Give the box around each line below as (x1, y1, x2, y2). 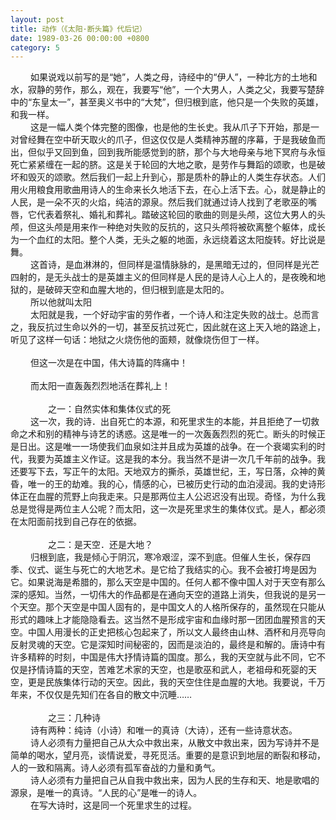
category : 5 (10, 42, 60, 53)
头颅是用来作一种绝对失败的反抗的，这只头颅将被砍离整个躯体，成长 (44, 221, 326, 233)
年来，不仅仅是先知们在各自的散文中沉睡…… (10, 689, 193, 701)
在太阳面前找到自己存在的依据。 (10, 516, 142, 528)
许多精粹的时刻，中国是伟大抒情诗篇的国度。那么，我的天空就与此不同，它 (10, 651, 317, 663)
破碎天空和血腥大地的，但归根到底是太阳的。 (44, 284, 230, 296)
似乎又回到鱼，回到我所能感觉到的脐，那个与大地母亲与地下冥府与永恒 (36, 146, 326, 158)
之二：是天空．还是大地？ (47, 539, 153, 551)
